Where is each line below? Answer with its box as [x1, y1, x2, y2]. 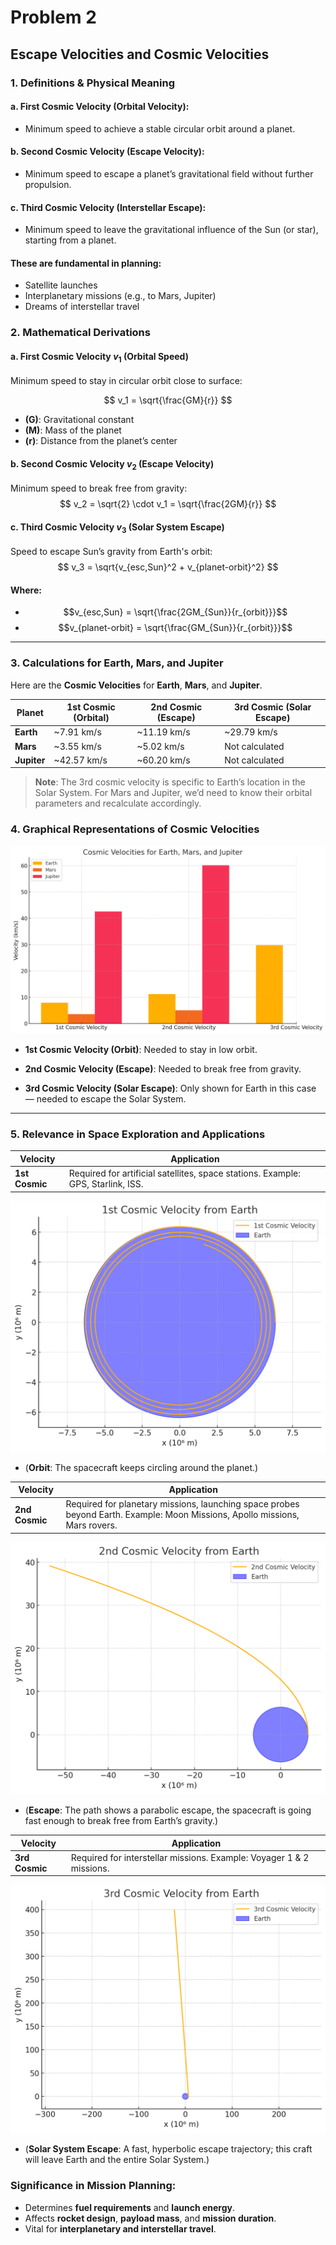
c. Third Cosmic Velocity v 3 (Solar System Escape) [10, 521, 225, 535]
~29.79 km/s [224, 726, 278, 738]
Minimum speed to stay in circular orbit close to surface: [10, 375, 243, 387]
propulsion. [24, 178, 72, 190]
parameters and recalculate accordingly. [34, 797, 202, 810]
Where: [10, 584, 42, 596]
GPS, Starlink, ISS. [68, 1178, 144, 1190]
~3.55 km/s [53, 740, 102, 752]
